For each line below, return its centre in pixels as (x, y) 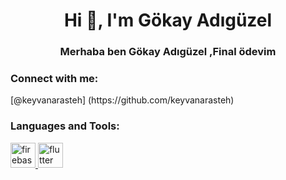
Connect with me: (54, 79)
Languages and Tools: (65, 126)
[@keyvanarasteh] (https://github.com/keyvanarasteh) (122, 100)
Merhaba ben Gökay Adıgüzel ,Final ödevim (168, 52)
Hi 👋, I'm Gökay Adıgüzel (168, 20)
